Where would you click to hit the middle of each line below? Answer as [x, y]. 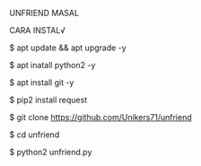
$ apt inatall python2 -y [52, 65]
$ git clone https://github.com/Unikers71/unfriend [100, 117]
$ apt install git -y [42, 83]
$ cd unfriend [35, 135]
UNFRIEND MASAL [44, 13]
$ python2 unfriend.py [51, 152]
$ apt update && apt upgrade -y [68, 48]
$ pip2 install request [48, 100]
